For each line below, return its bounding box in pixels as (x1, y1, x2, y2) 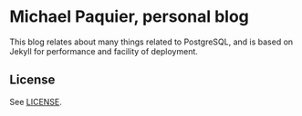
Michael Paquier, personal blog (9, 6, 249, 27)
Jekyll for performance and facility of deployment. (9, 45, 199, 56)
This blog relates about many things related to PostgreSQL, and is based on (9, 36, 294, 47)
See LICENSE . (9, 96, 62, 107)
